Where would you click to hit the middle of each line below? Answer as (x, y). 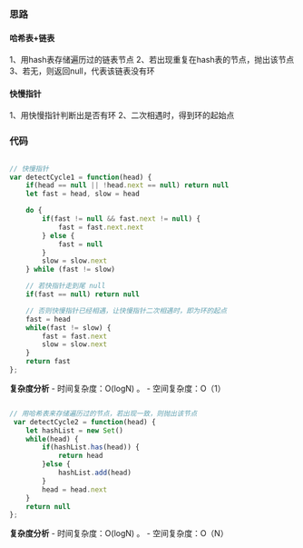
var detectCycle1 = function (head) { (81, 177)
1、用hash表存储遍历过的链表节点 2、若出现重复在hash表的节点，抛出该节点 (152, 60)
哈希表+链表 (32, 37)
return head (80, 456)
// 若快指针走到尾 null (66, 286)
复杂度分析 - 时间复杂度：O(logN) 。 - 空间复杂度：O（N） (119, 533)
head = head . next (74, 489)
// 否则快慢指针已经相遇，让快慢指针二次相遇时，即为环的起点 (127, 311)
